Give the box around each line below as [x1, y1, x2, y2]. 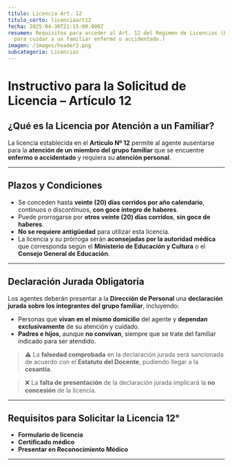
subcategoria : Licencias [8, 49, 79, 56]
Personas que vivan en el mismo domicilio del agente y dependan [17, 315, 208, 323]
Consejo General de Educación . [17, 249, 110, 257]
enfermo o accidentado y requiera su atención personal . [8, 153, 171, 161]
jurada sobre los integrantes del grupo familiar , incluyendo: [8, 301, 180, 310]
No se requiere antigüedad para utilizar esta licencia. [17, 227, 170, 235]
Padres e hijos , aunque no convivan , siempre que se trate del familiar [17, 329, 216, 338]
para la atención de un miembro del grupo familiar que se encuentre [8, 146, 204, 154]
